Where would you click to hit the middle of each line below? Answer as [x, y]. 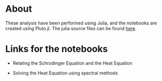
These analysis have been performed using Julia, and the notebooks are [81, 23]
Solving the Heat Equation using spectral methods [65, 73]
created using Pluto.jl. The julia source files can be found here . [71, 28]
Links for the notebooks [57, 49]
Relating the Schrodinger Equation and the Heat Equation [72, 63]
